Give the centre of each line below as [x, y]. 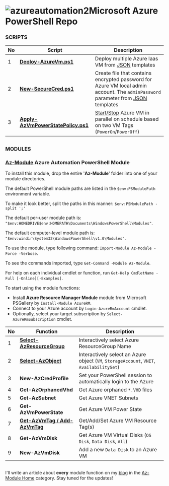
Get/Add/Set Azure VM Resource [118, 421]
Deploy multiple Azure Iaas [126, 59]
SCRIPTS [16, 37]
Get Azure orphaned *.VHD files [115, 390]
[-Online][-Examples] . [40, 278]
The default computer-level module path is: [50, 233]
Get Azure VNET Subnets [108, 398]
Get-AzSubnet [38, 398]
